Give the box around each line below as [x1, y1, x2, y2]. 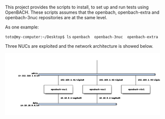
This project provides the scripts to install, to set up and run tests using [5, 4, 149, 10]
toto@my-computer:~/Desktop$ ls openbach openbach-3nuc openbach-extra [5, 34, 158, 39]
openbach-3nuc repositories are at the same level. [5, 15, 108, 20]
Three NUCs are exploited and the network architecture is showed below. [5, 43, 154, 49]
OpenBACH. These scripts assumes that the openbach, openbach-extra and [5, 9, 160, 15]
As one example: [5, 24, 39, 30]
